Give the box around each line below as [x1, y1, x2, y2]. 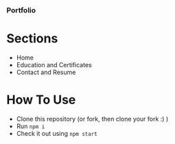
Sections [6, 31, 58, 47]
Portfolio [6, 5, 36, 15]
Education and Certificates [16, 60, 92, 69]
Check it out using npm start [16, 129, 97, 137]
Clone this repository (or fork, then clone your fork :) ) [16, 115, 169, 123]
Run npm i [16, 122, 45, 130]
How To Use [6, 92, 76, 108]
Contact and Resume [16, 68, 76, 76]
